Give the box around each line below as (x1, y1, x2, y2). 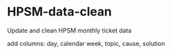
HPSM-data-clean (7, 4, 112, 20)
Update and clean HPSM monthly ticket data (7, 26, 132, 34)
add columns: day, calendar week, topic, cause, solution (7, 39, 165, 47)
